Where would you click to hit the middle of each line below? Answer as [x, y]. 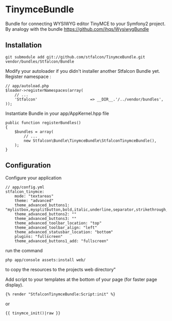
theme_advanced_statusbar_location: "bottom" [64, 232]
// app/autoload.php [27, 86]
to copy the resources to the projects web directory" [61, 269]
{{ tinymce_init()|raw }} [33, 313]
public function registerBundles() [43, 123]
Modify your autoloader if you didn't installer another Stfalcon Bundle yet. [83, 71]
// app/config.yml [25, 187]
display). [14, 285]
